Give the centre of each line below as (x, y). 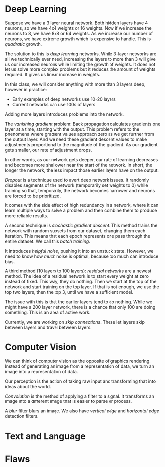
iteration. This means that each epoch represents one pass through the (78, 236)
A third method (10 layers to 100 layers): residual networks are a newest (78, 271)
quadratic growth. (24, 44)
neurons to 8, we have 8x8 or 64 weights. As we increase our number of (79, 33)
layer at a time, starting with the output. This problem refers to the (72, 129)
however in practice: (26, 89)
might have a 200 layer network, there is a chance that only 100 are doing (80, 307)
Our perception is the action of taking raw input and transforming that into (81, 381)
